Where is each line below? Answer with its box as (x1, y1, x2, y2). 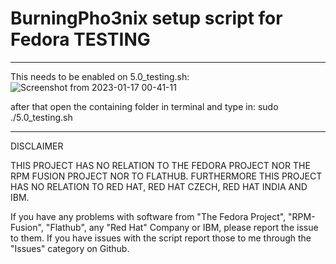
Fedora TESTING (10, 28, 151, 51)
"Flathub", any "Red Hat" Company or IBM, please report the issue (45, 221, 319, 233)
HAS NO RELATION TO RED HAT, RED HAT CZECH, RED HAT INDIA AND (10, 180, 308, 192)
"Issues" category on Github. (10, 242, 130, 254)
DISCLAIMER (10, 140, 64, 152)
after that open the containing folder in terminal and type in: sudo (10, 100, 279, 112)
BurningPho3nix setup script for (10, 7, 283, 30)
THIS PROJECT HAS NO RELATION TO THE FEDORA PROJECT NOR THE (10, 159, 311, 171)
